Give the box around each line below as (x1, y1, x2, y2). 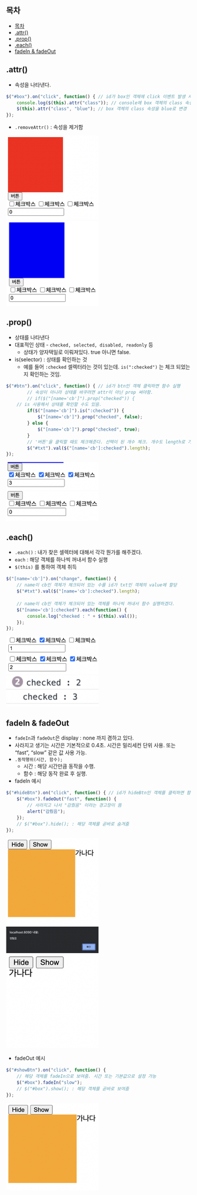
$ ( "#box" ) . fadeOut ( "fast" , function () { (16, 796, 117, 802)
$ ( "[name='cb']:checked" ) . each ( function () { (16, 607, 127, 613)
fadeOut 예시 (14, 1055, 46, 1062)
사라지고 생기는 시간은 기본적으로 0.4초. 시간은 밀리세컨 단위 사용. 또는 (14, 742, 176, 749)
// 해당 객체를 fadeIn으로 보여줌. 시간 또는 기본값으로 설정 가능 (16, 1073, 157, 1080)
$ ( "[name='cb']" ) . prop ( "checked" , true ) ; (37, 426, 141, 432)
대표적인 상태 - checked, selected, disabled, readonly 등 (14, 341, 154, 348)
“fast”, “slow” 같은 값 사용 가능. (14, 749, 87, 756)
